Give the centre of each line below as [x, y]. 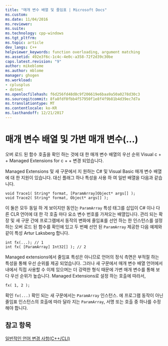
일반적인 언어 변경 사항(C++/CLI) [38, 338]
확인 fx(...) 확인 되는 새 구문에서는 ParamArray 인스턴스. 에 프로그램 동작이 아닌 [84, 295]
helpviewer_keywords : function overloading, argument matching [73, 52]
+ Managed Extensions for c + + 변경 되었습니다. [54, 160]
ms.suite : [16, 29]
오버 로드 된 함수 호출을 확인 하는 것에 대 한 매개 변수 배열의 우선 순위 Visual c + [83, 154]
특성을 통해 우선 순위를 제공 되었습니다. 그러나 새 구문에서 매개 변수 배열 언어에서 [84, 263]
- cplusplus [18, 85]
